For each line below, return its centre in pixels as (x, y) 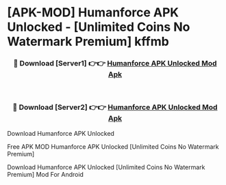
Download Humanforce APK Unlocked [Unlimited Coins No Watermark (106, 167)
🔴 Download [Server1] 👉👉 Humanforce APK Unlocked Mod (115, 63)
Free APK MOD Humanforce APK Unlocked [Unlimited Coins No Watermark (113, 146)
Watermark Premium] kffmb (88, 42)
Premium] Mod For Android (46, 174)
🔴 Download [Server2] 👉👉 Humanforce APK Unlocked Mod (115, 107)
